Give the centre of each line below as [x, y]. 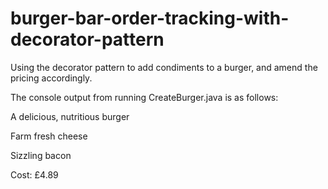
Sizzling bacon [41, 155]
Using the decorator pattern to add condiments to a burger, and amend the [164, 67]
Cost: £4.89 [34, 174]
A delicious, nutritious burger [70, 116]
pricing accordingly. [51, 78]
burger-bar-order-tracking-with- [150, 18]
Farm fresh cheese [49, 136]
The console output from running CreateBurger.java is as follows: [144, 97]
